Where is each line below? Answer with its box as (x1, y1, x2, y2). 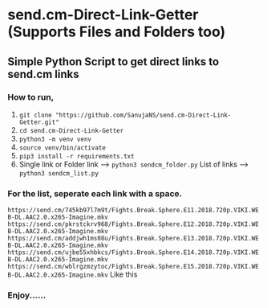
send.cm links (7, 67, 79, 81)
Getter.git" (18, 118, 59, 126)
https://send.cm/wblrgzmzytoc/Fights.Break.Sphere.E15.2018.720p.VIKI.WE (7, 263, 260, 271)
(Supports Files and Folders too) (7, 23, 226, 41)
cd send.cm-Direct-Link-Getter (18, 126, 124, 134)
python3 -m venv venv (18, 135, 91, 143)
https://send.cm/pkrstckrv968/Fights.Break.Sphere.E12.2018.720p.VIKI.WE (7, 220, 260, 228)
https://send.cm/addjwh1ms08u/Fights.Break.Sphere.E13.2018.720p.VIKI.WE (7, 235, 260, 243)
